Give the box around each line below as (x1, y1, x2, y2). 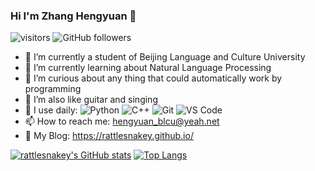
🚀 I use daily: (24, 104, 78, 116)
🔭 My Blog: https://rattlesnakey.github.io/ (24, 130, 194, 142)
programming (24, 83, 82, 95)
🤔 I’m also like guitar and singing (24, 94, 158, 106)
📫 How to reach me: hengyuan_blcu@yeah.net (24, 115, 220, 128)
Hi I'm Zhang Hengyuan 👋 (10, 9, 137, 23)
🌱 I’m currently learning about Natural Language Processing (24, 62, 272, 74)
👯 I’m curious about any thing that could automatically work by (24, 72, 283, 84)
